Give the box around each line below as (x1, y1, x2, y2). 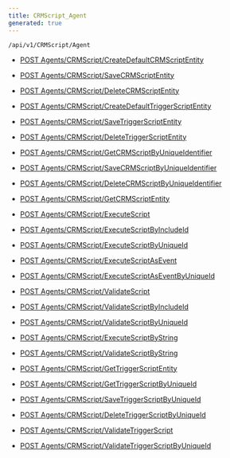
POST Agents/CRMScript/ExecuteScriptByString (19, 332, 178, 343)
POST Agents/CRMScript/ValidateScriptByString (19, 348, 178, 358)
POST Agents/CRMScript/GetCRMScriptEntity (19, 194, 170, 203)
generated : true (8, 19, 62, 27)
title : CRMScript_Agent (8, 11, 88, 20)
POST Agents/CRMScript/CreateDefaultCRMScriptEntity (19, 55, 205, 65)
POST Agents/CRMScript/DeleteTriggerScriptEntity (19, 132, 187, 142)
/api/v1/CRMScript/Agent (8, 41, 91, 49)
